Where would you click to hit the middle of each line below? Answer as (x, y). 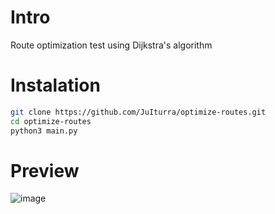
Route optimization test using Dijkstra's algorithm (111, 45)
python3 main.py (44, 131)
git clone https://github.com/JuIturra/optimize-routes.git (138, 112)
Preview (45, 170)
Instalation (55, 85)
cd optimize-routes (51, 121)
